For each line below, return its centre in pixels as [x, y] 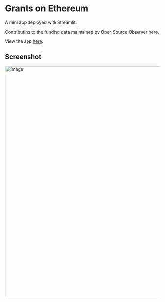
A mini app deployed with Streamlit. [41, 22]
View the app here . [24, 41]
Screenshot [23, 57]
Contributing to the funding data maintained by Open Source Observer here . [82, 32]
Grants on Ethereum [47, 9]
